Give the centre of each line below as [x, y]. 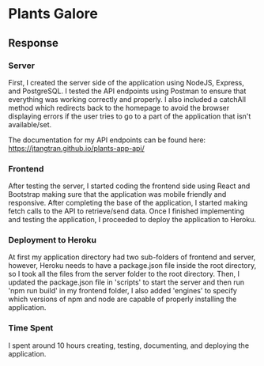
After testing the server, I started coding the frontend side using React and [129, 186]
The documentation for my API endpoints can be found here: [107, 140]
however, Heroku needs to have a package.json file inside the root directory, [132, 266]
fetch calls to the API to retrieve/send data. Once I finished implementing [126, 211]
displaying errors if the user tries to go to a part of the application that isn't [130, 116]
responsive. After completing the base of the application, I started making [128, 203]
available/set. [30, 124]
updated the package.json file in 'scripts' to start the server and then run [126, 282]
